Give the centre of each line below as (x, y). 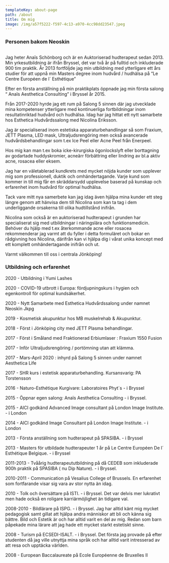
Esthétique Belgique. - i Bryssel (38, 453)
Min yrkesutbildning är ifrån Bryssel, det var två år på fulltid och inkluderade (84, 63)
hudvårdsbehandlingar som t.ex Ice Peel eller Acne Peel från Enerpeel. (79, 140)
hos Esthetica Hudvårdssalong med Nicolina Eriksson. (61, 120)
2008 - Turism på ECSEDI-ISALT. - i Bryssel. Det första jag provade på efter (84, 534)
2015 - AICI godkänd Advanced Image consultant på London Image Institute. (85, 408)
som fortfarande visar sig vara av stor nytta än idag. (59, 484)
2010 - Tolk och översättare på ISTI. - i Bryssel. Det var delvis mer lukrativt (83, 493)
